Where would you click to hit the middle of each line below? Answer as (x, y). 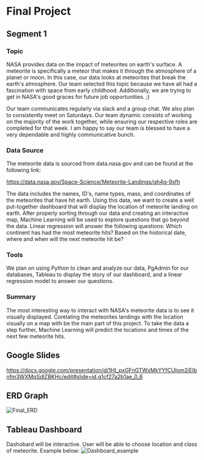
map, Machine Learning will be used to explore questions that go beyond (98, 220)
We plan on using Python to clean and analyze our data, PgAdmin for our (97, 268)
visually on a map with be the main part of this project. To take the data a (98, 323)
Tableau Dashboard (44, 429)
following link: (24, 170)
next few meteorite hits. (36, 336)
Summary (21, 297)
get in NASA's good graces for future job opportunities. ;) (78, 96)
